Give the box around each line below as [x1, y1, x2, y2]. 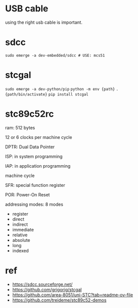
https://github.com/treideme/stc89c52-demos [12, 297, 107, 303]
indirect [12, 221, 28, 227]
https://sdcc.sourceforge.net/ [12, 281, 73, 287]
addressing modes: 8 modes [5, 201, 63, 207]
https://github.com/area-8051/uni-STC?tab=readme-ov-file [12, 292, 134, 298]
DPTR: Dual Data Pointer [5, 144, 55, 150]
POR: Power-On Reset [5, 191, 50, 198]
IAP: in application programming [5, 163, 71, 169]
